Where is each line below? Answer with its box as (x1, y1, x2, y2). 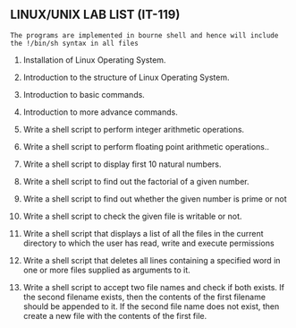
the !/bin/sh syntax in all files (10, 39, 140, 47)
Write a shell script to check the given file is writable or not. (22, 211, 242, 221)
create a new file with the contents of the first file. (22, 310, 207, 321)
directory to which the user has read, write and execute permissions (22, 237, 275, 248)
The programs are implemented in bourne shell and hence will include (10, 30, 279, 39)
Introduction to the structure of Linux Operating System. (22, 72, 230, 82)
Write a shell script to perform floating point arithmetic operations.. (22, 141, 270, 151)
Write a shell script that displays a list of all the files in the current (22, 228, 264, 238)
